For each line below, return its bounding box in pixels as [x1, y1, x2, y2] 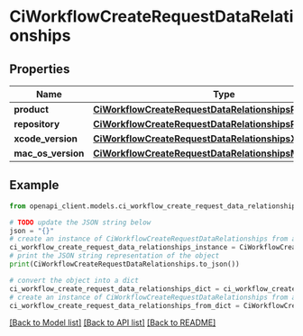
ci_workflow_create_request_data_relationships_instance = [9, 243, 236, 252]
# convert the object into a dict [9, 276, 140, 285]
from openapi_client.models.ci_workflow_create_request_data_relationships [9, 201, 300, 211]
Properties [9, 61, 70, 77]
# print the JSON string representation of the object [9, 251, 220, 260]
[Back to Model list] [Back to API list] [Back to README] [9, 317, 216, 328]
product [14, 104, 50, 115]
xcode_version [14, 132, 78, 145]
